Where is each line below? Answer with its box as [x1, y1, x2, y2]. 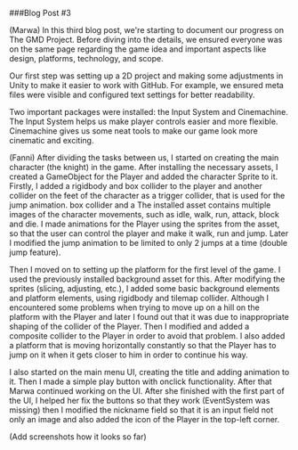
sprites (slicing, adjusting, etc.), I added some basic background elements [9, 283, 280, 293]
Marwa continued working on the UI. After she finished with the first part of [9, 386, 285, 396]
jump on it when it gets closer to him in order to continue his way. [9, 349, 249, 360]
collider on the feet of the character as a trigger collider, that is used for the [9, 191, 286, 200]
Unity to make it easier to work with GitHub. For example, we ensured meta [9, 80, 285, 90]
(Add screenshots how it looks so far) [9, 431, 147, 442]
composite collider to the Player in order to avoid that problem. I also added [9, 331, 286, 341]
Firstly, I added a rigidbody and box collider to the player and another [9, 181, 262, 191]
